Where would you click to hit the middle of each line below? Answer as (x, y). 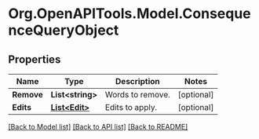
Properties (35, 59)
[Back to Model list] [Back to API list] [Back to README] (98, 127)
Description (137, 81)
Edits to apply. (131, 107)
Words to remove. (138, 95)
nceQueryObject (64, 30)
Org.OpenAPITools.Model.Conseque (129, 14)
